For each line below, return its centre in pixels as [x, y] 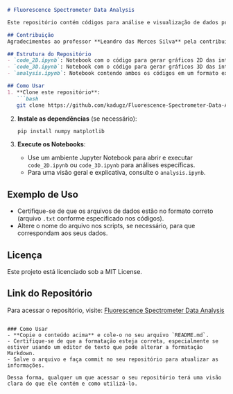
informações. [26, 365]
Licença [25, 255]
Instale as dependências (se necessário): [77, 119]
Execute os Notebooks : [51, 144]
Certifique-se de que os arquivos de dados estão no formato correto [115, 211]
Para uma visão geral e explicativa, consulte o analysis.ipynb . [116, 173]
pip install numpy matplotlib [61, 131]
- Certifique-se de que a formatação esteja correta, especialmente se [113, 341]
